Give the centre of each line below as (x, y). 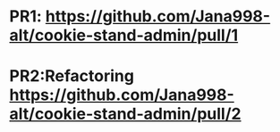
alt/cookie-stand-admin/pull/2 (125, 114)
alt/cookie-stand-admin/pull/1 (124, 35)
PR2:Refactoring (72, 76)
